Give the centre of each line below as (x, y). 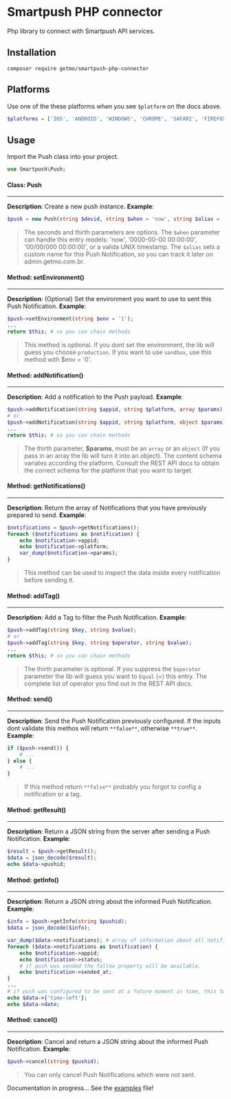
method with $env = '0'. (57, 360)
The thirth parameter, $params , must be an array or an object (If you (122, 448)
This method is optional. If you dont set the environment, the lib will (119, 345)
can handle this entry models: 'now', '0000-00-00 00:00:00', (110, 240)
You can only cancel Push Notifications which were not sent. (110, 1074)
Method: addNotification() (45, 375)
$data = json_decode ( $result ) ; (52, 858)
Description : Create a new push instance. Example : (81, 206)
